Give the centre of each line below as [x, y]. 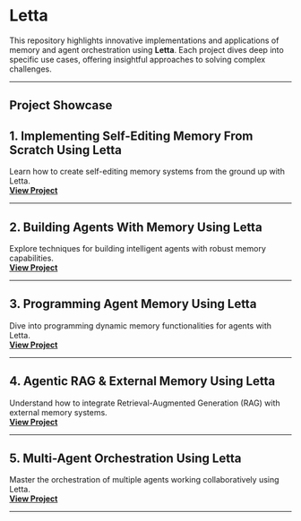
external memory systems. [58, 412]
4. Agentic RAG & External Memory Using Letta [142, 381]
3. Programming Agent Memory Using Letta [133, 304]
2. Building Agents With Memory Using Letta [136, 227]
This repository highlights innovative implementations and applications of [144, 40]
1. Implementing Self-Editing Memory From [131, 136]
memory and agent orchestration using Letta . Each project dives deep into [146, 49]
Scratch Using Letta [66, 150]
